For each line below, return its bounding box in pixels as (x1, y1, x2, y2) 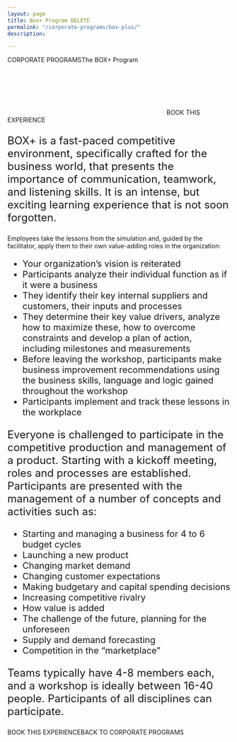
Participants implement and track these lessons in (22, 396, 230, 407)
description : (7, 30, 46, 37)
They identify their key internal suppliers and (22, 290, 209, 301)
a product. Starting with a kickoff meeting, (7, 453, 217, 468)
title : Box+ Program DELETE (7, 17, 91, 24)
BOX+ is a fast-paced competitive (7, 134, 175, 148)
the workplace (22, 407, 82, 418)
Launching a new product (22, 550, 129, 561)
